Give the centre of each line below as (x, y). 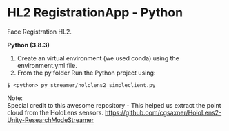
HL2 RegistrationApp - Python (95, 13)
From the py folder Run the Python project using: (86, 73)
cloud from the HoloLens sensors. (55, 112)
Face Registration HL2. (40, 32)
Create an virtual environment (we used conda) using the (98, 58)
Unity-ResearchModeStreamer (51, 120)
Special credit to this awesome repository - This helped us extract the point (114, 105)
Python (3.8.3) (29, 45)
